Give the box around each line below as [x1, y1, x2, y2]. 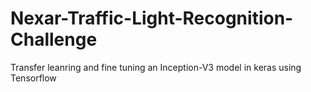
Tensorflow [10, 72, 57, 84]
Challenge [10, 28, 98, 51]
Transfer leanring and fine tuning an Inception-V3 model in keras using [10, 61, 302, 73]
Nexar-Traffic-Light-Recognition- [10, 7, 294, 30]
